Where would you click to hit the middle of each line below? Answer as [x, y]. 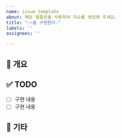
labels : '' [19, 28]
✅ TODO [22, 84]
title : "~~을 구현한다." [33, 22]
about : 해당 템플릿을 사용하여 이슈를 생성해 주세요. [62, 17]
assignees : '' [24, 34]
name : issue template [33, 11]
